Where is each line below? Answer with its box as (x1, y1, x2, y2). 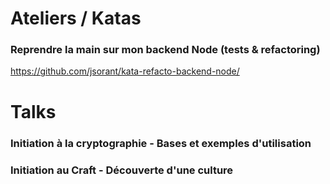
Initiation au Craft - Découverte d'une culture (10, 163, 234, 177)
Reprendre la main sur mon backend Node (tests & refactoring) (10, 43, 321, 57)
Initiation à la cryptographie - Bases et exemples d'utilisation (10, 136, 312, 150)
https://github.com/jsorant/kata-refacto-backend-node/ (10, 65, 240, 77)
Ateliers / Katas (10, 7, 142, 30)
